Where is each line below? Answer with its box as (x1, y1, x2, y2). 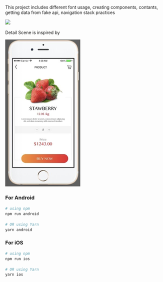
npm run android (5, 211, 39, 216)
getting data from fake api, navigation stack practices (5, 9, 115, 15)
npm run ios (5, 256, 30, 261)
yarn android (5, 227, 32, 232)
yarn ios (5, 272, 23, 277)
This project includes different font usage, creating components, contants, (5, 4, 158, 10)
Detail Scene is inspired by (5, 29, 60, 35)
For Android (5, 194, 35, 201)
